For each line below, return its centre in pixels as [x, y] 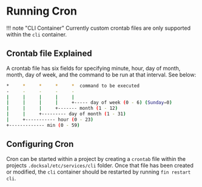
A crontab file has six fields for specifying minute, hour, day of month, [93, 68]
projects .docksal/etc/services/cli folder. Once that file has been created [100, 165]
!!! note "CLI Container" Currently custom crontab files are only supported [99, 28]
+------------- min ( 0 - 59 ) [43, 125]
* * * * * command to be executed [73, 86]
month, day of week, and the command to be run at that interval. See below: [101, 75]
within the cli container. [37, 34]
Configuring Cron [40, 144]
